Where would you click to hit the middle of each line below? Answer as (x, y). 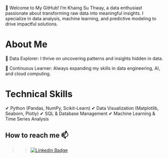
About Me (26, 44)
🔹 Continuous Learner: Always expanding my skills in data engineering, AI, (83, 68)
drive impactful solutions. (32, 24)
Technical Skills (39, 94)
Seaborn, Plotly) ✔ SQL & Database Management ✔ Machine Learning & (80, 113)
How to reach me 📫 (37, 135)
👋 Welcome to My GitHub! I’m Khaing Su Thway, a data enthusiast (74, 8)
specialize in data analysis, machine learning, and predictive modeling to (81, 18)
